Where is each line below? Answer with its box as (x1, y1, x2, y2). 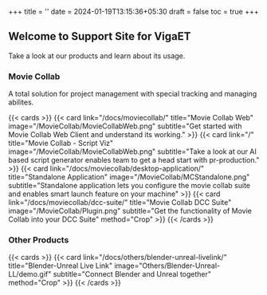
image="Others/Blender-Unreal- (114, 261, 221, 270)
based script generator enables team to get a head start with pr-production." (8, 155, 260, 165)
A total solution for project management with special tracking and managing (8, 89, 257, 99)
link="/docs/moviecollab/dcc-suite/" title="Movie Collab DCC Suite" (8, 198, 232, 207)
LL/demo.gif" (8, 269, 52, 279)
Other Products (8, 234, 69, 246)
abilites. (8, 97, 34, 107)
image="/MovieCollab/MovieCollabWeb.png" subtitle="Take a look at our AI (8, 147, 257, 156)
